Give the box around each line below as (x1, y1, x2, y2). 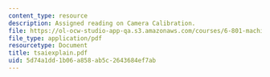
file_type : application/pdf (8, 34, 103, 43)
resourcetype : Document (8, 42, 88, 50)
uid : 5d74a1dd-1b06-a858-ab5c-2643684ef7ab (8, 57, 157, 65)
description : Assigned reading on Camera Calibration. (8, 19, 196, 27)
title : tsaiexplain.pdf (8, 49, 88, 57)
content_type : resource (8, 11, 88, 20)
